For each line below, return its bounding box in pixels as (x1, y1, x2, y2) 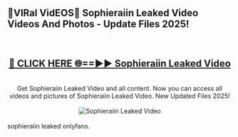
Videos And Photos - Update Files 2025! (7, 18, 190, 31)
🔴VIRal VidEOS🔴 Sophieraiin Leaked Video (7, 7, 199, 19)
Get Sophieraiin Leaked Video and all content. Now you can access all (16, 84, 223, 92)
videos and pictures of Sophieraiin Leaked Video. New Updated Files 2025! (9, 92, 230, 100)
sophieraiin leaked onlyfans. (7, 121, 90, 130)
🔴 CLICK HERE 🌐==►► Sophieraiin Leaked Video (8, 57, 232, 70)
